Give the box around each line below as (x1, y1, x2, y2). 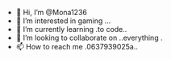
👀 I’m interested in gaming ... (15, 16, 111, 26)
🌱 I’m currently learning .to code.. (15, 25, 127, 33)
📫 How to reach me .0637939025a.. (15, 42, 139, 51)
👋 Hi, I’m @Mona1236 (15, 8, 87, 17)
